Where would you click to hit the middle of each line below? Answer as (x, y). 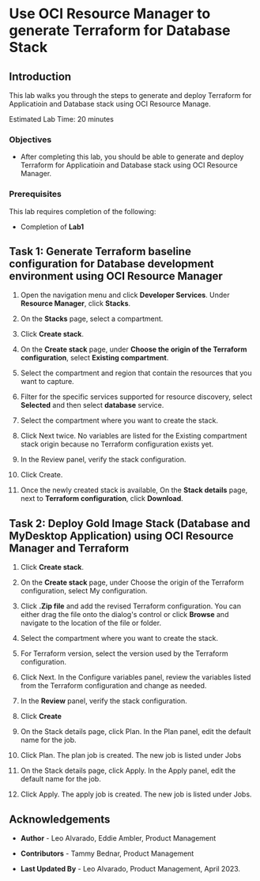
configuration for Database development (111, 264)
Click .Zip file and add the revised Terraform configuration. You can (131, 606)
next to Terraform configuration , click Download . (102, 499)
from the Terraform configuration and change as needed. (113, 686)
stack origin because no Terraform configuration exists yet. (117, 444)
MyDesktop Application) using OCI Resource (121, 535)
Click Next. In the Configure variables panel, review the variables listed (136, 677)
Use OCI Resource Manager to (110, 14)
